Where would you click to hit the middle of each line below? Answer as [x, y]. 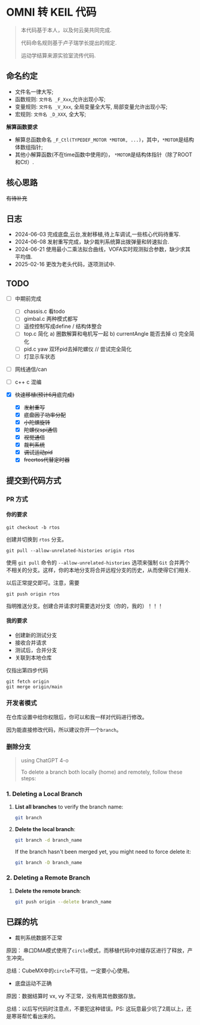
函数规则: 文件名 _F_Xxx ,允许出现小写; [60, 99]
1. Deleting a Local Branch [44, 793]
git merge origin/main [34, 687]
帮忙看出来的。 [40, 1016]
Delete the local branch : [45, 829]
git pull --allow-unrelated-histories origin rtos [70, 550]
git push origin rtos [33, 594]
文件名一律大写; [34, 92]
